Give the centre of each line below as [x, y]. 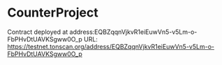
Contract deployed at [38, 32]
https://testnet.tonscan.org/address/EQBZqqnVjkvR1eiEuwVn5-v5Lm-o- [111, 46]
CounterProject [53, 13]
